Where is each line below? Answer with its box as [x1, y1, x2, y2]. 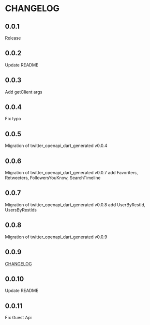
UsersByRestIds [5, 207, 37, 212]
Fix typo [5, 116, 21, 122]
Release [5, 35, 21, 41]
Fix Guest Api [5, 315, 32, 321]
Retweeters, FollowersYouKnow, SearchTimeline [5, 175, 101, 181]
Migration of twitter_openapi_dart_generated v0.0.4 [5, 143, 107, 148]
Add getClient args [5, 89, 43, 95]
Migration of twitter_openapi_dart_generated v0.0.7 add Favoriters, [5, 170, 138, 176]
